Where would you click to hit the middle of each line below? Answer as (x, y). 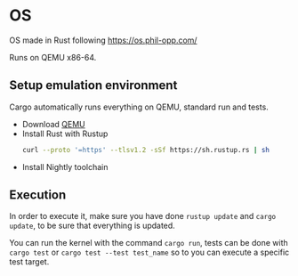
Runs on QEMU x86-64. (53, 57)
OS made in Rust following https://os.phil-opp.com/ (103, 40)
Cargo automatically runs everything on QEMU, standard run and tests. (139, 107)
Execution (38, 195)
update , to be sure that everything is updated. (92, 226)
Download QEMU (54, 124)
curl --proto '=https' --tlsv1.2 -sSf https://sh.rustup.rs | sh (145, 150)
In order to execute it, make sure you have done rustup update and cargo (143, 216)
